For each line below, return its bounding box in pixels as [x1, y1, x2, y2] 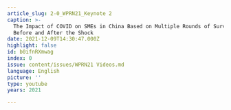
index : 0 [7, 55, 32, 62]
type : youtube [7, 80, 48, 87]
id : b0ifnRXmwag [7, 49, 54, 56]
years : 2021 [7, 87, 41, 93]
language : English [7, 67, 60, 74]
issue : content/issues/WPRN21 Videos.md [7, 61, 125, 68]
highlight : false [7, 42, 57, 49]
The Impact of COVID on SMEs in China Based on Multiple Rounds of [13, 23, 211, 30]
